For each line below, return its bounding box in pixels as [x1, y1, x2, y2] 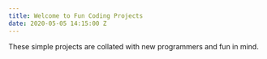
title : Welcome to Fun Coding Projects [8, 11, 144, 20]
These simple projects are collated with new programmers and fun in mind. [8, 41, 260, 51]
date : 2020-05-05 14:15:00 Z [8, 19, 107, 27]
